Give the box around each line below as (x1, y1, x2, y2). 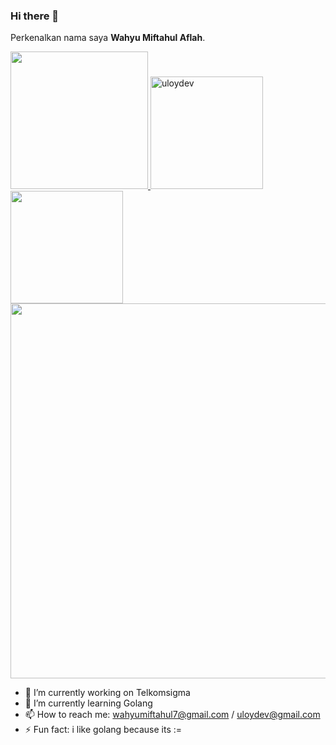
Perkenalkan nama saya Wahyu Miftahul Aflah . (10, 32, 206, 44)
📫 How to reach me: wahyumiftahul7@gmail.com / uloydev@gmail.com (24, 709, 321, 721)
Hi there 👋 (10, 9, 60, 23)
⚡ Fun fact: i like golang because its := (24, 724, 183, 736)
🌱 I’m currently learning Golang (24, 697, 153, 709)
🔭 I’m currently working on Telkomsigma (24, 687, 191, 699)
